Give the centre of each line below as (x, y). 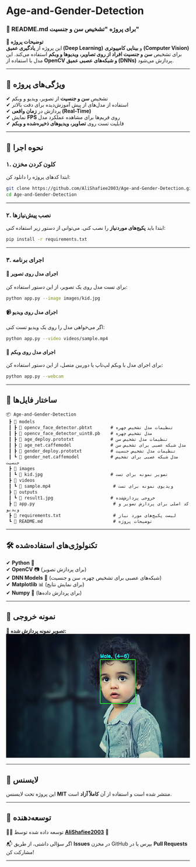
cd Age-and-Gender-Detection (41, 195)
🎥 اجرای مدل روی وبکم (31, 352)
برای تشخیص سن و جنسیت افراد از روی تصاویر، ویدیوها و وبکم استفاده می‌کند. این (94, 55)
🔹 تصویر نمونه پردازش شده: (36, 631)
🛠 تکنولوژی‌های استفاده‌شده (52, 545)
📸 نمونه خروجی (31, 617)
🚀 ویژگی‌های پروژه (36, 84)
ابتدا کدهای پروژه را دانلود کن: (38, 176)
